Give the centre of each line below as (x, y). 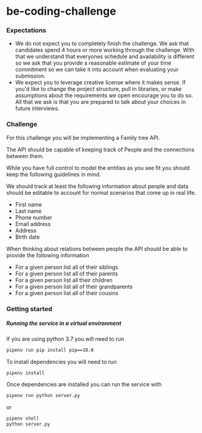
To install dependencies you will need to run (61, 362)
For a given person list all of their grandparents (74, 286)
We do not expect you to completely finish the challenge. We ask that (102, 43)
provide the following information (48, 255)
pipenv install (26, 373)
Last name (28, 211)
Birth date (27, 237)
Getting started (30, 308)
